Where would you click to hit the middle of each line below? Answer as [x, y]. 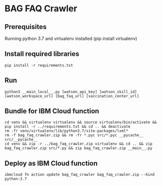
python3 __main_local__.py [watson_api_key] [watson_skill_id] [71, 92]
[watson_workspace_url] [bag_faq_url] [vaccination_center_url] [72, 96]
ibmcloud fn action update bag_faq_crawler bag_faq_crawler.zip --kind [80, 175]
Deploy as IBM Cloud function [51, 163]
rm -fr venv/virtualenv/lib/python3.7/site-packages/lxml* [66, 131]
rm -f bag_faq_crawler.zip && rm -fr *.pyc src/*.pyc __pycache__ [74, 135]
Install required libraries [42, 54]
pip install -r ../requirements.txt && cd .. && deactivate [68, 127]
